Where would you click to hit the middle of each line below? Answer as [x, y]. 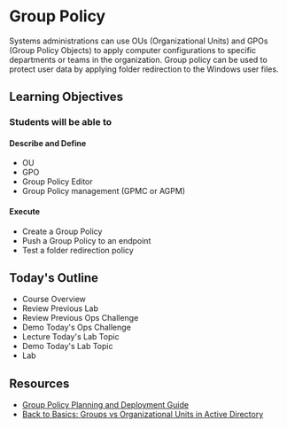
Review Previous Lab [60, 308]
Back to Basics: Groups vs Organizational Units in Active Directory [143, 415]
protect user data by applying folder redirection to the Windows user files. [144, 69]
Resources [39, 383]
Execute [24, 212]
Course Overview [54, 300]
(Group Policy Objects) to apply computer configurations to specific [133, 50]
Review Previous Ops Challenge [80, 318]
